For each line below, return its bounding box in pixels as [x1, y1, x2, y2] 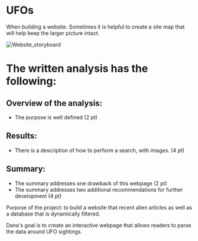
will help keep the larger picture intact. [6, 29, 100, 36]
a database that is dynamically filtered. [6, 210, 100, 217]
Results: [6, 131, 37, 141]
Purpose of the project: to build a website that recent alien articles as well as [6, 204, 192, 211]
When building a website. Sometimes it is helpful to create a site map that [6, 23, 185, 30]
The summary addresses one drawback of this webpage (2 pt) [14, 179, 167, 187]
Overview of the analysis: [6, 98, 102, 108]
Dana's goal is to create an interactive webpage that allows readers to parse [6, 221, 191, 229]
